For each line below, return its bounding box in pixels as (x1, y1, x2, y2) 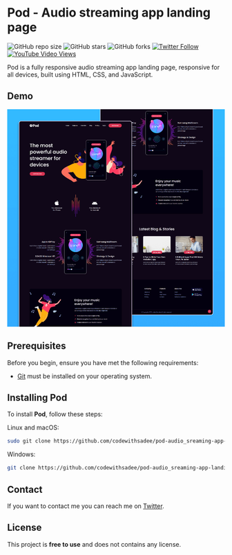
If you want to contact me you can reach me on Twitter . (7, 502, 164, 510)
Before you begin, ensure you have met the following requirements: (7, 358, 199, 367)
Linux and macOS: (7, 423, 59, 432)
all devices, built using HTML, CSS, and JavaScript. (7, 70, 153, 79)
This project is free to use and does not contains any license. (7, 540, 182, 548)
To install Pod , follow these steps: (7, 410, 103, 418)
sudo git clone (7, 438, 51, 445)
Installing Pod (7, 391, 68, 403)
